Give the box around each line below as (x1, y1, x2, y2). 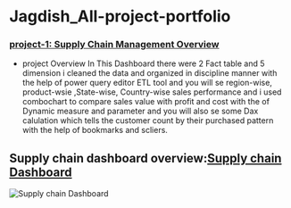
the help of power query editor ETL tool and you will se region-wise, (21, 78, 272, 88)
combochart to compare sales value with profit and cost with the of (21, 96, 270, 107)
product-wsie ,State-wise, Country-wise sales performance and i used (21, 87, 282, 97)
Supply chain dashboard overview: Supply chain (9, 150, 282, 166)
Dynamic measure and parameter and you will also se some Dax (21, 105, 259, 117)
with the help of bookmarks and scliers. (21, 125, 168, 136)
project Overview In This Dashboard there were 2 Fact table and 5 (21, 58, 265, 69)
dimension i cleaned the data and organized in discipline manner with (21, 68, 278, 79)
